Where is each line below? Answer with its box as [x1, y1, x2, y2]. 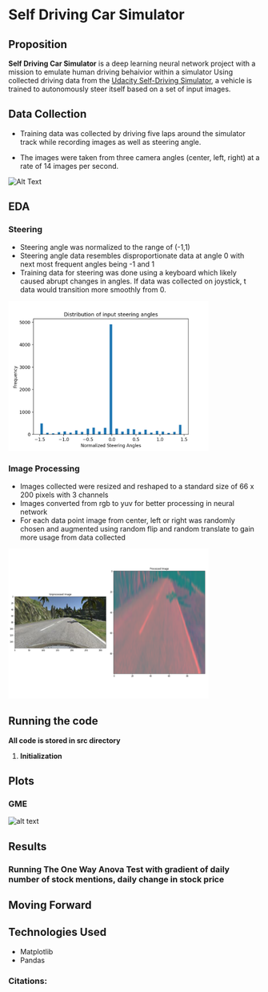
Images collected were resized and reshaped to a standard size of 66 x [19, 481, 254, 491]
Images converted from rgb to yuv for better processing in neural [19, 498, 234, 508]
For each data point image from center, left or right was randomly [19, 515, 236, 525]
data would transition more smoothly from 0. [19, 284, 166, 294]
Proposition [8, 38, 68, 51]
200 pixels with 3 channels [19, 490, 109, 500]
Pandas [19, 955, 46, 965]
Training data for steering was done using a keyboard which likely [19, 267, 238, 277]
